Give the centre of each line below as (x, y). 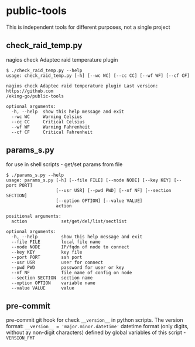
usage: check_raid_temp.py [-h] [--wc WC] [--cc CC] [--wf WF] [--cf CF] (98, 75)
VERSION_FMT (20, 338)
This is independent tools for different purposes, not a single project (88, 27)
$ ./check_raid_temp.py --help (44, 70)
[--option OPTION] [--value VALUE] (99, 201)
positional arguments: (34, 216)
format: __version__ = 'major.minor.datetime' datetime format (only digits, (97, 326)
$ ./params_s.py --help (35, 175)
